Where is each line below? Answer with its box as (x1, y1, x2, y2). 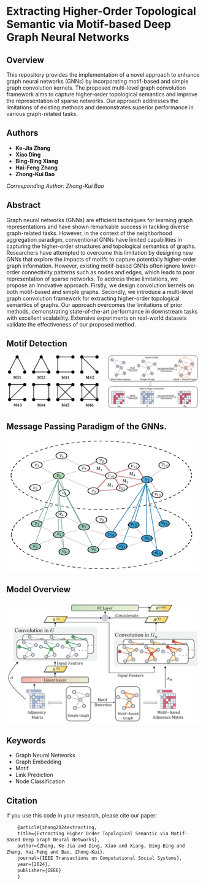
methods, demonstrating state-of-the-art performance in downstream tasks (6, 307, 198, 315)
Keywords (6, 735, 46, 746)
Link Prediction (15, 771, 53, 779)
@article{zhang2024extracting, (17, 824, 97, 831)
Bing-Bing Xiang (15, 157, 58, 164)
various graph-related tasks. (6, 110, 78, 117)
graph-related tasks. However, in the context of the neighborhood (6, 229, 173, 237)
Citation (6, 795, 38, 806)
